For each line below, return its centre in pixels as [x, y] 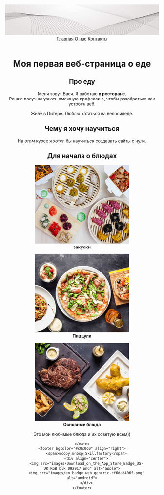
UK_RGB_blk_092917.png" [68, 469]
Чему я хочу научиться [82, 129]
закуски [82, 247]
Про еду [82, 82]
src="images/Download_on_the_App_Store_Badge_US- [92, 464]
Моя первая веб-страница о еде [82, 64]
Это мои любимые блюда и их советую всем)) [82, 434]
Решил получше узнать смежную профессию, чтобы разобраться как [82, 99]
